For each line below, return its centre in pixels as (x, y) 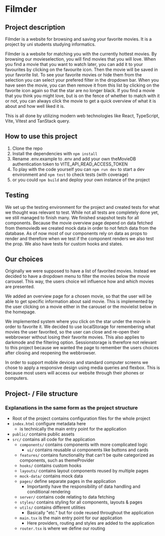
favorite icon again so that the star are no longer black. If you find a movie (80, 90)
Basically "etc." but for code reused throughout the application (90, 513)
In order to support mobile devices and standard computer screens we (77, 363)
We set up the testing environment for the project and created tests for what (82, 207)
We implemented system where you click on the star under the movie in (78, 322)
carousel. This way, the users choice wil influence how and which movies (80, 281)
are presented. (20, 287)
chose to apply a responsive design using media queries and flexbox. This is (82, 368)
